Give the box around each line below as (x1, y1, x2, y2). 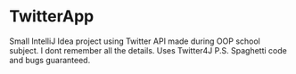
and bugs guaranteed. (9, 54, 91, 65)
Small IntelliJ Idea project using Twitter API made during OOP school (9, 36, 260, 46)
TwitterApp (9, 6, 95, 27)
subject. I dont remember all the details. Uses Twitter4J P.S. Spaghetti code (9, 45, 287, 55)
